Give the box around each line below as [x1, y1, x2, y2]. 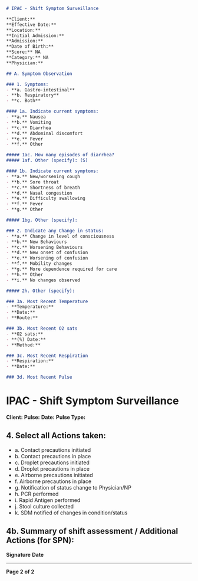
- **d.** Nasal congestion [6, 190, 72, 196]
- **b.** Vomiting [6, 119, 51, 125]
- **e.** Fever [6, 136, 44, 142]
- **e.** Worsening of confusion [6, 255, 88, 261]
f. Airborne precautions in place [14, 478, 92, 485]
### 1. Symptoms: [6, 81, 49, 87]
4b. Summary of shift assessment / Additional [6, 526, 179, 536]
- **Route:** [6, 315, 38, 321]
